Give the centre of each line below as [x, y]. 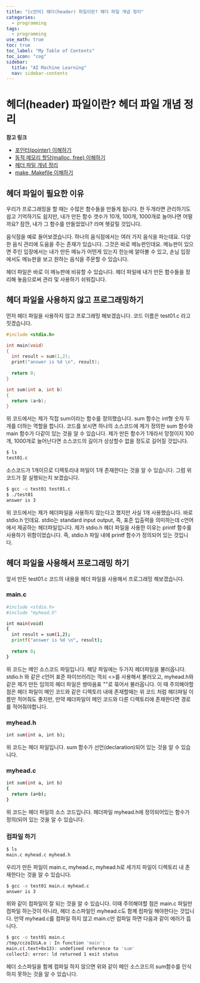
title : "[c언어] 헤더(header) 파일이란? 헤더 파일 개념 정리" [75, 12]
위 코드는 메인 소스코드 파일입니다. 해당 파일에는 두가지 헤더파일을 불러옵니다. [96, 669]
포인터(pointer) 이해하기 [43, 150]
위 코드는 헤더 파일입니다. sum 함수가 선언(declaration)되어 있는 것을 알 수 [93, 747]
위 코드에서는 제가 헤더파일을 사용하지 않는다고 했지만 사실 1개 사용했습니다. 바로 [99, 512]
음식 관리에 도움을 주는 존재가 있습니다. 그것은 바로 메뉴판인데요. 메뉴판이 [98, 244]
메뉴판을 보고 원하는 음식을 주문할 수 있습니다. [75, 259]
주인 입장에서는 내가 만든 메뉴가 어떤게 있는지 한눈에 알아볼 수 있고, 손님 [96, 252]
